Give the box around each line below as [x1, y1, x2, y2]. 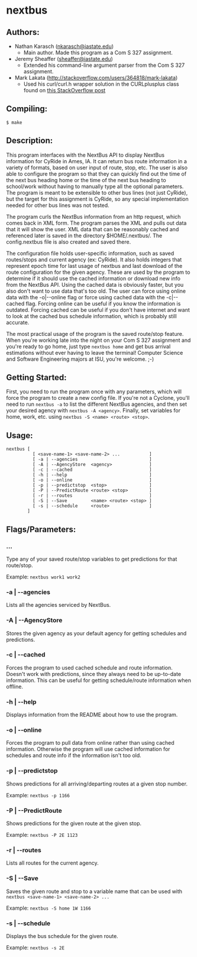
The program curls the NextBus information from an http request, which [6, 213, 181, 220]
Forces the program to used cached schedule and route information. [6, 664, 173, 671]
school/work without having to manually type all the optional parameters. [6, 183, 184, 190]
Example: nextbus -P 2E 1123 [6, 832, 78, 839]
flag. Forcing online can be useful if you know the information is [25, 300, 181, 307]
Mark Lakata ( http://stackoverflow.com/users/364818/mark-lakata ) [14, 75, 178, 81]
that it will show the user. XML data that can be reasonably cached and [6, 225, 179, 232]
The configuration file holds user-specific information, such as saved [6, 250, 175, 257]
